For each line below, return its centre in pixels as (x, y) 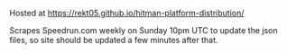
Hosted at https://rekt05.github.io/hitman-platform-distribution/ (127, 13)
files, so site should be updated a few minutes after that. (114, 40)
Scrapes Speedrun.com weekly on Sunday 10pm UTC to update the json (143, 30)
